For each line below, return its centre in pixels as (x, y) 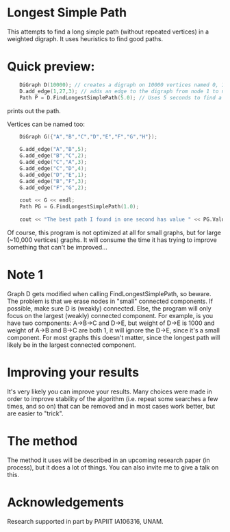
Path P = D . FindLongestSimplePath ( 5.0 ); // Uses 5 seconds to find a (121, 97)
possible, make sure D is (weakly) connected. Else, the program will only (109, 308)
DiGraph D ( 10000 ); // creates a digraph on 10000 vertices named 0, (119, 85)
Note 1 (25, 275)
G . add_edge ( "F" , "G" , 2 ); (53, 188)
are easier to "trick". (35, 413)
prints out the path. (34, 110)
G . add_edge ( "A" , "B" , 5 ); (53, 149)
